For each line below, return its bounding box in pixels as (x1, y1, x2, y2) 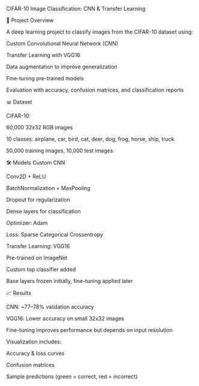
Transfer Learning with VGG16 (6, 52, 81, 59)
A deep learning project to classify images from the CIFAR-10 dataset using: (6, 28, 194, 35)
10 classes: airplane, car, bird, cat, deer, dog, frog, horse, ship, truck (6, 135, 175, 143)
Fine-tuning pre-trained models (6, 75, 84, 82)
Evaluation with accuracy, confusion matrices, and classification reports (6, 86, 184, 94)
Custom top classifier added (6, 266, 76, 273)
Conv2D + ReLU (6, 173, 46, 180)
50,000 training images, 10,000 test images (6, 147, 113, 154)
